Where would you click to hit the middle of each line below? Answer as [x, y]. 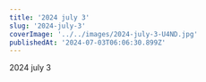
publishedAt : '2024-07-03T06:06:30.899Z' [88, 42]
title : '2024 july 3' [50, 17]
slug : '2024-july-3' [48, 26]
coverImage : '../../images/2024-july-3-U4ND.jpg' [104, 34]
